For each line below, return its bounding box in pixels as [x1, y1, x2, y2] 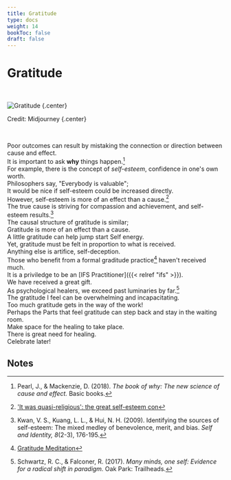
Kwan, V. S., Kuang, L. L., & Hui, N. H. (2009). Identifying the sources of [16, 416, 219, 424]
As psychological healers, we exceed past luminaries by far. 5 [7, 285, 180, 295]
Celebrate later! [7, 337, 52, 346]
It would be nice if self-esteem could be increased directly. [7, 187, 174, 195]
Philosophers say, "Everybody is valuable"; [7, 179, 129, 187]
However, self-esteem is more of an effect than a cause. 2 [7, 194, 170, 203]
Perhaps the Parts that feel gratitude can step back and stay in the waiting [7, 308, 217, 317]
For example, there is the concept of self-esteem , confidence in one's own [7, 165, 219, 173]
